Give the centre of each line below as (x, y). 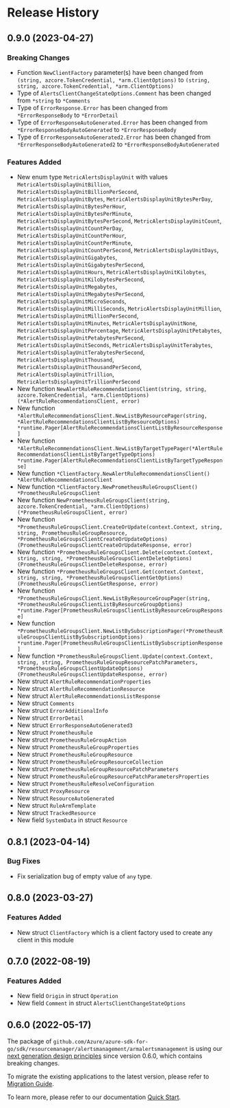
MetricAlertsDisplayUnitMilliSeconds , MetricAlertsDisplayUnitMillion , (119, 309)
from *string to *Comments (53, 100)
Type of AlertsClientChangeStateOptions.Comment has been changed (114, 93)
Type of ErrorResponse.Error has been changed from (92, 107)
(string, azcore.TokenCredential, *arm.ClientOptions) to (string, (114, 80)
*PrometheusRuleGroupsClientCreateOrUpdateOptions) (92, 540)
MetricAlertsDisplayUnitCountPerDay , (70, 228)
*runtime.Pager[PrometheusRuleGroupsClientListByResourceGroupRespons (120, 611)
